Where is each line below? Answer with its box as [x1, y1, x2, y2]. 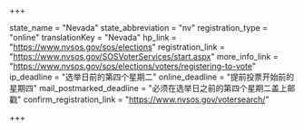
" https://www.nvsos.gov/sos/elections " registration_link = [9, 42, 225, 52]
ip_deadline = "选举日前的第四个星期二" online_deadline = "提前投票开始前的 [9, 71, 295, 82]
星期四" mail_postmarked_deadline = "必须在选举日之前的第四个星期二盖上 [9, 83, 288, 93]
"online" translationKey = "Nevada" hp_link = [9, 32, 177, 42]
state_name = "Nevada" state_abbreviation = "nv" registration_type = [9, 23, 269, 32]
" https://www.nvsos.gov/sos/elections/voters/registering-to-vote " [9, 60, 257, 71]
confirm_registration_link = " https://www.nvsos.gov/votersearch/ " [23, 94, 270, 105]
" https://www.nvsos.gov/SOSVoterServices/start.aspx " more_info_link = [9, 51, 279, 61]
